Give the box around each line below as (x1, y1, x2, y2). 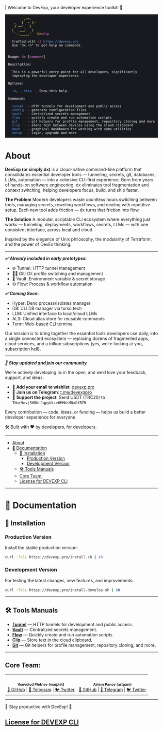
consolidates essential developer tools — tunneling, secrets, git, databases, (5, 171, 156, 178)
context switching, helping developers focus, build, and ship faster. (5, 187, 139, 193)
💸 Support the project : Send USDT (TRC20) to (12, 394, 105, 400)
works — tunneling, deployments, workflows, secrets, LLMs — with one (5, 221, 148, 227)
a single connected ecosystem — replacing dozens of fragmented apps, (5, 336, 149, 341)
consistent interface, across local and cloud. (5, 227, 94, 233)
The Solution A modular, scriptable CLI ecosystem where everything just (5, 216, 150, 222)
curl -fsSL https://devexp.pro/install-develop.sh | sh (5, 588, 120, 593)
